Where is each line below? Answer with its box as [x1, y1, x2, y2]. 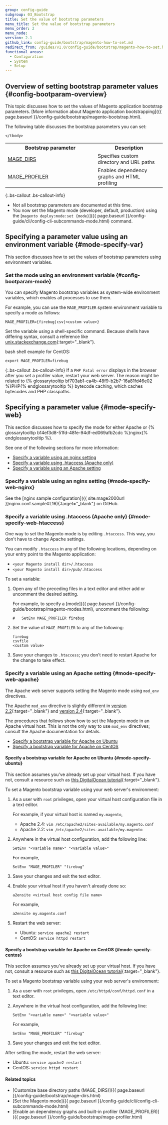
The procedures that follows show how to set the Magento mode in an [5, 718, 150, 724]
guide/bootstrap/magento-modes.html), [12, 606, 95, 612]
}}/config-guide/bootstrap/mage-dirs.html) [12, 1093, 101, 1099]
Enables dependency [97, 167, 147, 174]
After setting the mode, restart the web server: [5, 1050, 101, 1056]
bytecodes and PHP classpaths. [5, 389, 71, 395]
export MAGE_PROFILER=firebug [5, 359, 68, 364]
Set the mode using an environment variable [5, 272, 115, 279]
